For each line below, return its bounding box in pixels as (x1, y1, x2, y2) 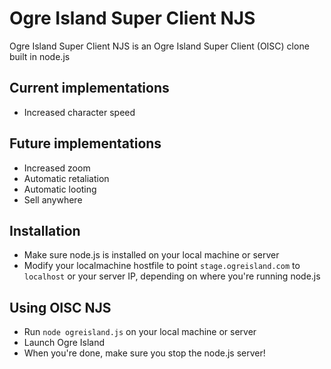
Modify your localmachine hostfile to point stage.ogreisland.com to (23, 260, 301, 272)
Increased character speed (23, 106, 136, 118)
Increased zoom (23, 162, 91, 174)
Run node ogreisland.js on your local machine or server (23, 326, 257, 338)
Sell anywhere (23, 193, 83, 206)
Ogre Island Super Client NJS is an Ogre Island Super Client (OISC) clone (9, 40, 310, 52)
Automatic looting (23, 183, 97, 195)
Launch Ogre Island (23, 337, 106, 349)
